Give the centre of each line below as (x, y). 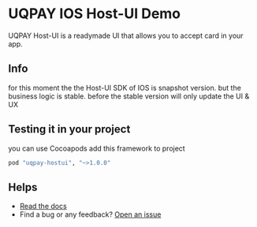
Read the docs (43, 207)
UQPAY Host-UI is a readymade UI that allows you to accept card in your (126, 35)
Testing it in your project (69, 130)
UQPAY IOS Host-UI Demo (95, 14)
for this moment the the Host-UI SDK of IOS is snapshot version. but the (125, 87)
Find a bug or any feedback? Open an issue (90, 214)
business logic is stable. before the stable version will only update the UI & (129, 96)
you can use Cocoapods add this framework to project (97, 148)
